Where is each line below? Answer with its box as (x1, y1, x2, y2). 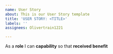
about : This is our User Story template (5, 12, 90, 17)
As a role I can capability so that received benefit (5, 43, 108, 49)
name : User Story (5, 7, 41, 12)
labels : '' (5, 21, 28, 26)
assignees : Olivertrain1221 (5, 26, 63, 30)
